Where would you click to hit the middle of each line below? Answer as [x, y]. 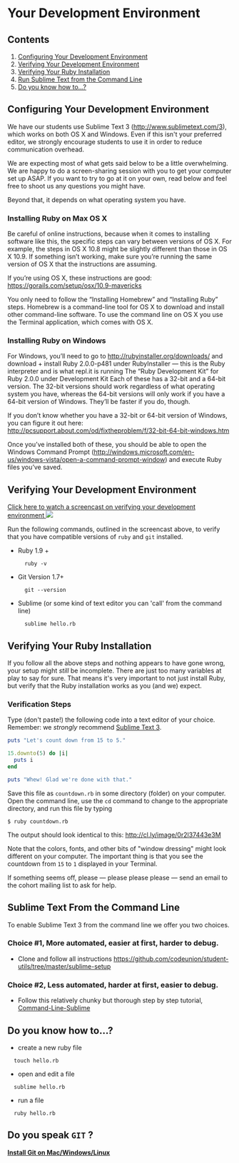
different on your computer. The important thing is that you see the [105, 856]
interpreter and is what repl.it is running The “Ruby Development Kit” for [113, 371]
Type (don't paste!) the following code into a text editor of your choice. [111, 720]
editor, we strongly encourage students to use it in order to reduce [105, 141]
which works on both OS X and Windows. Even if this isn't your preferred [115, 134]
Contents [29, 40]
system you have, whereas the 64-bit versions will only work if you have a [116, 394]
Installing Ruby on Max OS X [57, 218]
